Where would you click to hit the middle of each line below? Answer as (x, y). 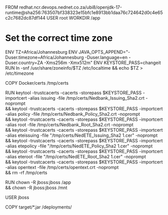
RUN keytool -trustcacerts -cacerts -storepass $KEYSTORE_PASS (73, 93)
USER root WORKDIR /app (73, 18)
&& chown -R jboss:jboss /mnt (36, 187)
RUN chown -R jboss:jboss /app (38, 182)
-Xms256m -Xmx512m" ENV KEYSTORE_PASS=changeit (103, 63)
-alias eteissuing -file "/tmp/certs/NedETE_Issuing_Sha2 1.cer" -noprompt (81, 135)
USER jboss (17, 197)
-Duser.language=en (106, 57)
